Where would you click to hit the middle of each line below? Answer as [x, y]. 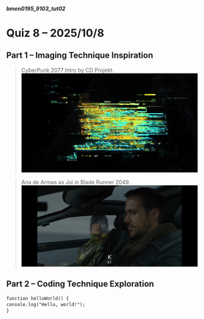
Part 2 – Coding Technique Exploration [80, 283]
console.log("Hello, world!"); [46, 304]
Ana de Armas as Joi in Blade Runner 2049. [76, 182]
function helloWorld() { [38, 298]
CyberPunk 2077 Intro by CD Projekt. [67, 70]
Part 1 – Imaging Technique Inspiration [80, 56]
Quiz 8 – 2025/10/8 [55, 33]
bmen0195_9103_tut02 [36, 9]
